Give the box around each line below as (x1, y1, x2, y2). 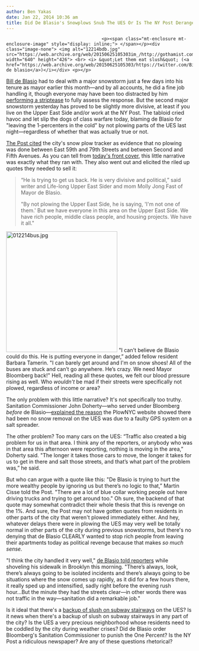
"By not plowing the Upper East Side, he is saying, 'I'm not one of (20, 200, 181, 208)
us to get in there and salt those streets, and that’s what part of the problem (6, 458, 191, 466)
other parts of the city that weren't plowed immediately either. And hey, (6, 514, 180, 521)
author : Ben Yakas (6, 8, 52, 15)
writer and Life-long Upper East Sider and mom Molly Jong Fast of (20, 183, 183, 190)
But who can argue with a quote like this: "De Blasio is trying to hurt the (6, 476, 180, 483)
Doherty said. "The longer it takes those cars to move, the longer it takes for (6, 452, 192, 459)
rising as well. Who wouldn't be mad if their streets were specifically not (6, 378, 182, 385)
